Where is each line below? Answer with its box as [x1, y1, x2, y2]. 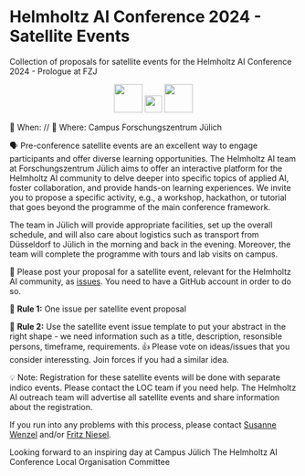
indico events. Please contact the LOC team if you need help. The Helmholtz [9, 382, 297, 393]
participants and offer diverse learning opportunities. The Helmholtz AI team [9, 153, 297, 164]
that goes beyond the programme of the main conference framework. [9, 201, 271, 212]
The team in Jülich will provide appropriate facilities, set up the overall [9, 219, 273, 230]
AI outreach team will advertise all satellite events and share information [9, 391, 280, 403]
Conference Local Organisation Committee [9, 456, 171, 467]
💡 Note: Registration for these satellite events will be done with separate [9, 372, 281, 383]
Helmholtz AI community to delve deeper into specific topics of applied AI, [9, 172, 289, 184]
